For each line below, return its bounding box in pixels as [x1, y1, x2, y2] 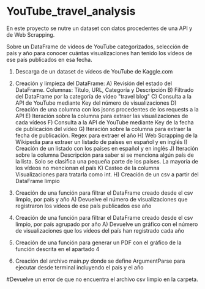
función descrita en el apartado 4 [15, 245, 100, 252]
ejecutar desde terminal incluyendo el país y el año [15, 263, 144, 271]
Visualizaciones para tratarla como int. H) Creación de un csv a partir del [15, 170, 199, 178]
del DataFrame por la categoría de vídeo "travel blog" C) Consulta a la [15, 92, 192, 100]
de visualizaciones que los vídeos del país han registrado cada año [15, 227, 185, 234]
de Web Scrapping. [6, 31, 55, 38]
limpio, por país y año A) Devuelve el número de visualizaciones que [15, 195, 188, 203]
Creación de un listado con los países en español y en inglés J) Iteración [15, 144, 199, 152]
